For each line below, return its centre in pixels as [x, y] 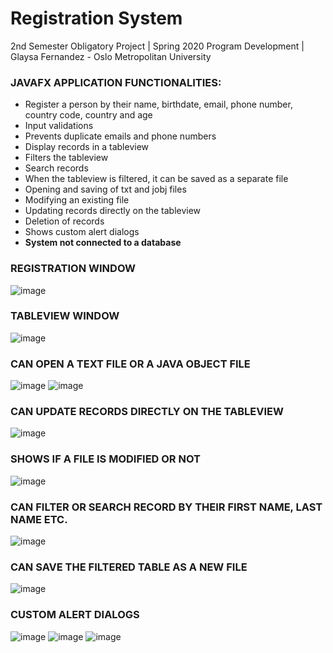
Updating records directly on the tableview [113, 211]
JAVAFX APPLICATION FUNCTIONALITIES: [116, 82]
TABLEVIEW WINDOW [65, 316]
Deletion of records [64, 221]
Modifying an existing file [77, 200]
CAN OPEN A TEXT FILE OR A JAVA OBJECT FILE [130, 364]
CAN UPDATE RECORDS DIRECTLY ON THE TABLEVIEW [147, 412]
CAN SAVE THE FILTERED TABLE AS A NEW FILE [129, 567]
